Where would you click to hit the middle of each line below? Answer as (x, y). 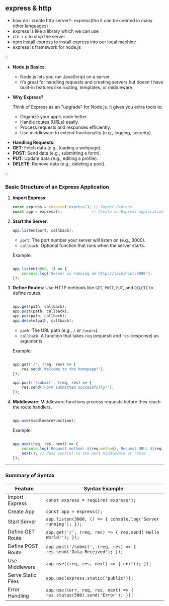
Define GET (21, 532)
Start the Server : (30, 221)
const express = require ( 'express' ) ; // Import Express (72, 207)
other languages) (30, 26)
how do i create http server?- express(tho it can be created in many (82, 20)
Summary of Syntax (30, 476)
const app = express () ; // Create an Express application (88, 211)
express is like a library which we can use (56, 31)
